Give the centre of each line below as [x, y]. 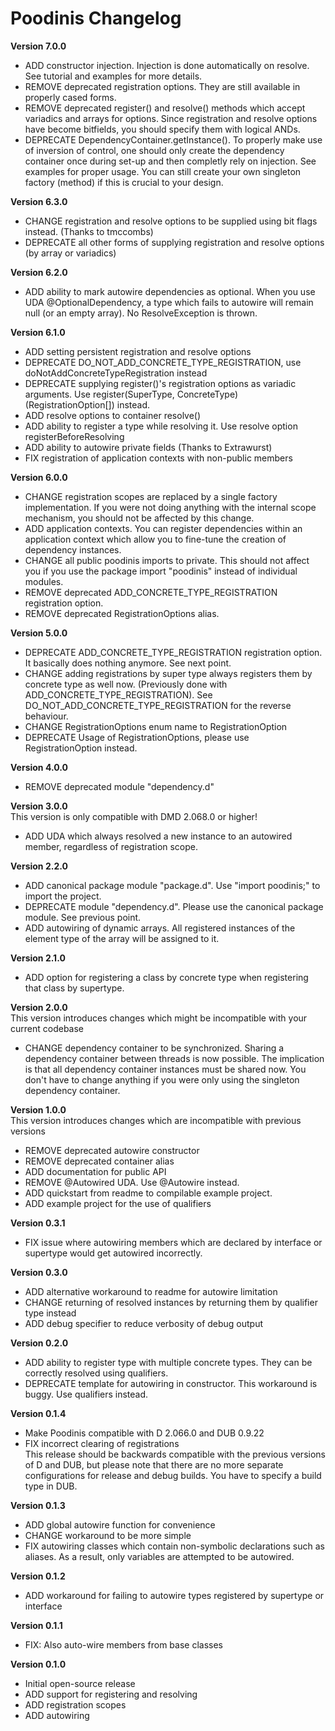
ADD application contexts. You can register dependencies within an [163, 528]
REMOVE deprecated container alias [99, 1161]
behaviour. [46, 716]
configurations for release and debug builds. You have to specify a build [173, 1475]
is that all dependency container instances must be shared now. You [165, 1069]
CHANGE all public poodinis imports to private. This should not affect [167, 560]
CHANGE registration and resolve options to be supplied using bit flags [171, 221]
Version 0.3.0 [39, 1272]
